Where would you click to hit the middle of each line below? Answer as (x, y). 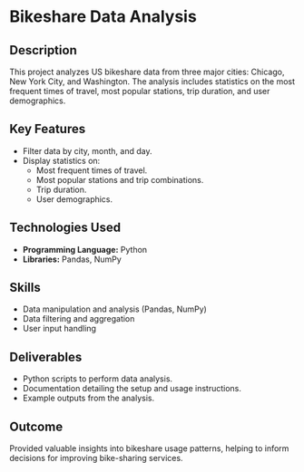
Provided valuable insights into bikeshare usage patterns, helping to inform (149, 448)
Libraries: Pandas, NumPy (72, 259)
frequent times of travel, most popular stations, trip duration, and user (140, 91)
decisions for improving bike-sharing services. (96, 458)
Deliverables (46, 356)
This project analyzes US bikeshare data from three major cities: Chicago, (147, 72)
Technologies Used (65, 228)
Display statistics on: (61, 160)
